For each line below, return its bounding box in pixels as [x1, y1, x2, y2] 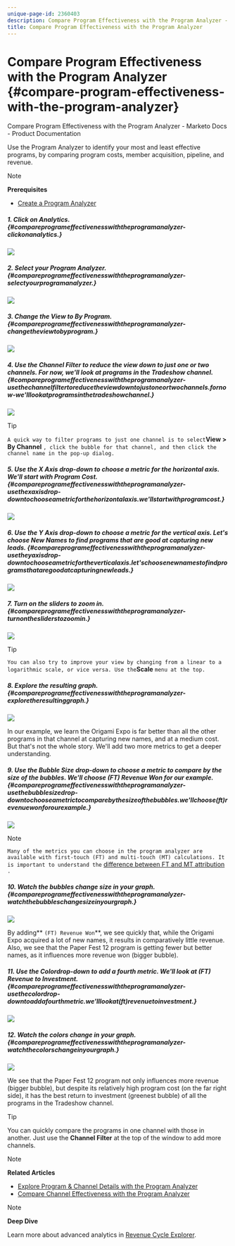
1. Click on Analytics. [7, 215, 70, 223]
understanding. [7, 750, 51, 758]
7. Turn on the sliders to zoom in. [7, 599, 104, 607]
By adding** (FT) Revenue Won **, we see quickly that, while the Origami [7, 928, 215, 937]
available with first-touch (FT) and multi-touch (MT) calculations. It [7, 854, 225, 861]
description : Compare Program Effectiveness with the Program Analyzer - [7, 17, 229, 24]
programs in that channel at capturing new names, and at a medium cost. [7, 734, 220, 744]
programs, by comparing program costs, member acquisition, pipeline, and [7, 151, 224, 159]
